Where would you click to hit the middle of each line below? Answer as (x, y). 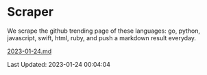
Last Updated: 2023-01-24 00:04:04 (59, 64)
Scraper (30, 12)
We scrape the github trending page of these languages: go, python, (104, 31)
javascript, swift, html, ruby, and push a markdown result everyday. (102, 37)
